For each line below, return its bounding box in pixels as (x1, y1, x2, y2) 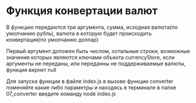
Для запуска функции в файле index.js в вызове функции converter (6, 78, 174, 85)
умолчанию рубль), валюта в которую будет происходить (6, 29, 152, 36)
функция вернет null (6, 66, 57, 73)
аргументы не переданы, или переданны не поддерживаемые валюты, (6, 60, 186, 67)
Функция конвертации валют (6, 4, 158, 18)
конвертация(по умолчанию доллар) (6, 36, 99, 43)
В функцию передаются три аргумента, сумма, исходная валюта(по (6, 24, 178, 31)
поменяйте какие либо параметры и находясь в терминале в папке (6, 84, 177, 91)
